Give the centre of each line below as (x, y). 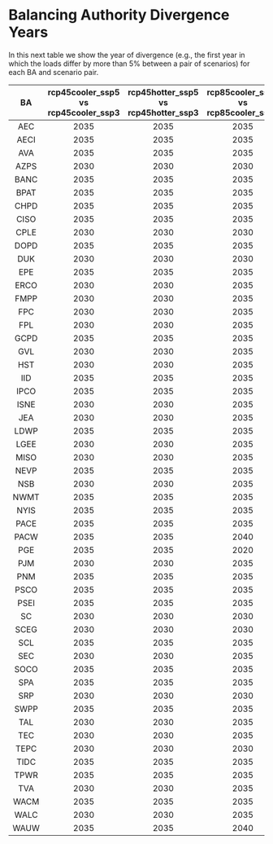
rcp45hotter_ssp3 (163, 112)
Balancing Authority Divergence (119, 15)
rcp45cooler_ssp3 (84, 112)
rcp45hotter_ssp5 (163, 92)
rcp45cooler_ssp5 (84, 92)
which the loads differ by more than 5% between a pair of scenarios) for (129, 64)
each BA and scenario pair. (54, 72)
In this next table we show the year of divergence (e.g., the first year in (127, 55)
